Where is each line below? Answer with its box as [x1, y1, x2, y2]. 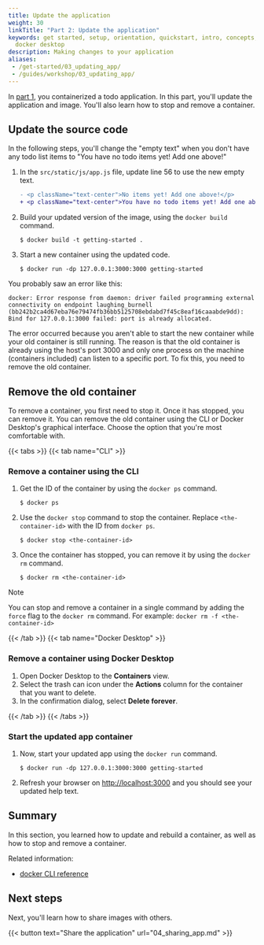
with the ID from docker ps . [67, 521, 156, 531]
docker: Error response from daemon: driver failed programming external [8, 295, 255, 302]
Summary [8, 809, 57, 823]
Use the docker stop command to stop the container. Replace [19, 513, 218, 522]
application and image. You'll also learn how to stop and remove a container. [8, 100, 255, 109]
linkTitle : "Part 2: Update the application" [8, 26, 159, 34]
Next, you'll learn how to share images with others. [8, 913, 173, 922]
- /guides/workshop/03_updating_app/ [11, 70, 135, 78]
